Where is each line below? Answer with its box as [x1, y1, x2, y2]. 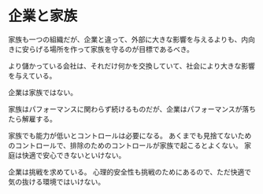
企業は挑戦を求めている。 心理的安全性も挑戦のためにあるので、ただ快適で [8, 167, 252, 177]
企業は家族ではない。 [8, 87, 77, 97]
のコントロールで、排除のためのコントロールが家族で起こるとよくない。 [8, 141, 243, 150]
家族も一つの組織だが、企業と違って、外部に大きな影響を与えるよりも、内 [8, 35, 249, 44]
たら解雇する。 [8, 114, 57, 123]
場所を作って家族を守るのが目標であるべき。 [49, 44, 194, 53]
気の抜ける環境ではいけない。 [8, 177, 105, 186]
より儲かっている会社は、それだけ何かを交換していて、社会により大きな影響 [8, 60, 256, 71]
